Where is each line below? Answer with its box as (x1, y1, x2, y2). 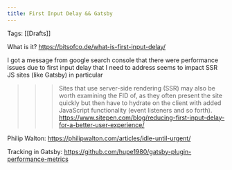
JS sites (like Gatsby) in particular (7, 70, 103, 79)
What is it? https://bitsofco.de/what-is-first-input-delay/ (7, 42, 166, 50)
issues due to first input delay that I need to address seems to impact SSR (7, 63, 218, 71)
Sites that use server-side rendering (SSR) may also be (58, 84, 216, 92)
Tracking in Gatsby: (7, 147, 63, 155)
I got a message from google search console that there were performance (7, 56, 219, 64)
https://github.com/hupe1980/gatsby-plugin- (64, 147, 192, 155)
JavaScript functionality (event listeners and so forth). (58, 106, 213, 114)
